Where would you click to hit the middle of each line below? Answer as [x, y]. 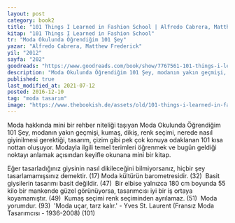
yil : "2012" [24, 53]
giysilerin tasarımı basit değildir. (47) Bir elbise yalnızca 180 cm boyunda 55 [116, 183]
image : [17, 105]
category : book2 [31, 20]
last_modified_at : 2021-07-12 [51, 86]
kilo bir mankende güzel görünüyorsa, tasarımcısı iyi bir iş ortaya [100, 191]
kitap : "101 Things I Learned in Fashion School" [81, 33]
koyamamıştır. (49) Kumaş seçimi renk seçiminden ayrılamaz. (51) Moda [112, 198]
